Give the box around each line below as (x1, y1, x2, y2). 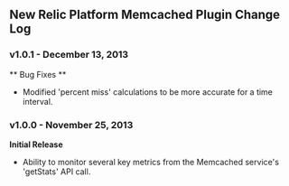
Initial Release (9, 139, 63, 150)
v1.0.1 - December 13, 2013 (9, 49, 129, 61)
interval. (22, 96, 53, 107)
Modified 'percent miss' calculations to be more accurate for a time (22, 86, 274, 98)
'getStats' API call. (22, 166, 91, 177)
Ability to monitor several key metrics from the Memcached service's (22, 156, 280, 167)
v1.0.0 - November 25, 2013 (9, 118, 134, 131)
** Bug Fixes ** (9, 69, 67, 79)
